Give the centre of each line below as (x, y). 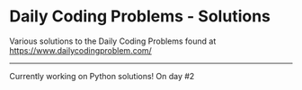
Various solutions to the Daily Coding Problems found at (113, 41)
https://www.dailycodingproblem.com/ (81, 50)
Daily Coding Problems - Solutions (140, 16)
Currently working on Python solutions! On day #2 (102, 76)
